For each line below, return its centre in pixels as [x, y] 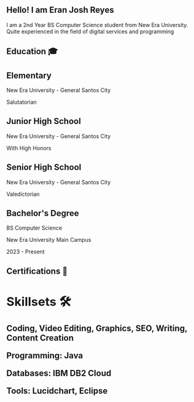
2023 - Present [25, 252]
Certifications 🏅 [37, 271]
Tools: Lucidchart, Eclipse [57, 391]
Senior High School [44, 167]
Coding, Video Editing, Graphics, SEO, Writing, [97, 329]
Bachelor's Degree [43, 213]
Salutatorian [21, 102]
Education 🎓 [32, 52]
